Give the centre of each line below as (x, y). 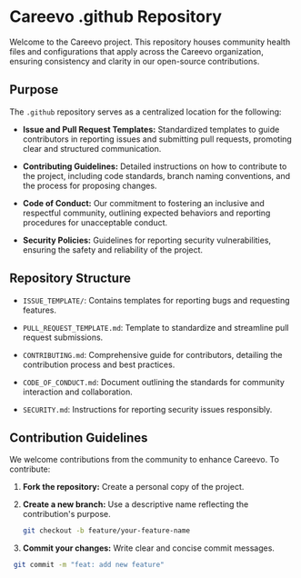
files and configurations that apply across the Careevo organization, (136, 51)
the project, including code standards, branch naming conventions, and (156, 175)
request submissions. (63, 337)
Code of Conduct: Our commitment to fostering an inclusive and (144, 203)
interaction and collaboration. (78, 392)
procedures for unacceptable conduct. (95, 222)
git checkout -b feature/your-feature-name (106, 531)
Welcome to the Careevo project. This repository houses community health (150, 42)
